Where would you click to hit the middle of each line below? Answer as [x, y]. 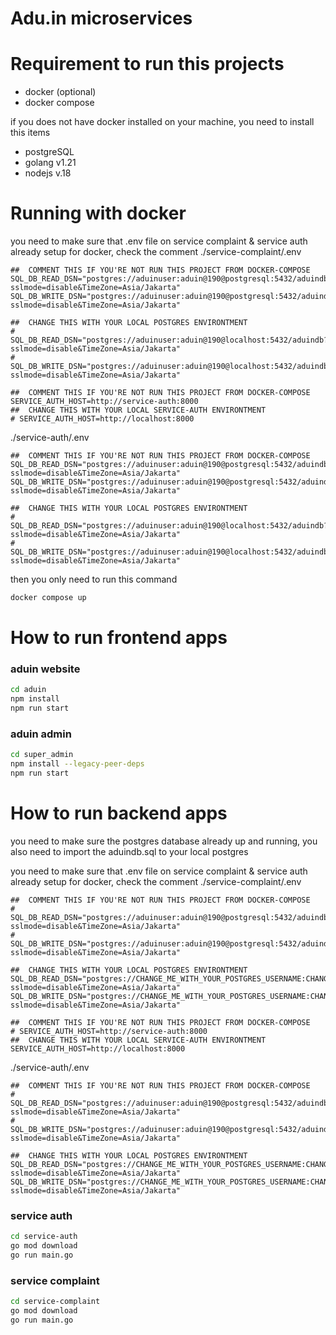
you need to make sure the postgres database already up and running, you [164, 841]
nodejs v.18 [48, 173]
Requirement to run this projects [147, 64]
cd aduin [28, 690]
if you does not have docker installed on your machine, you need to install [162, 122]
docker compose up [48, 598]
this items [30, 133]
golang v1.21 [50, 163]
